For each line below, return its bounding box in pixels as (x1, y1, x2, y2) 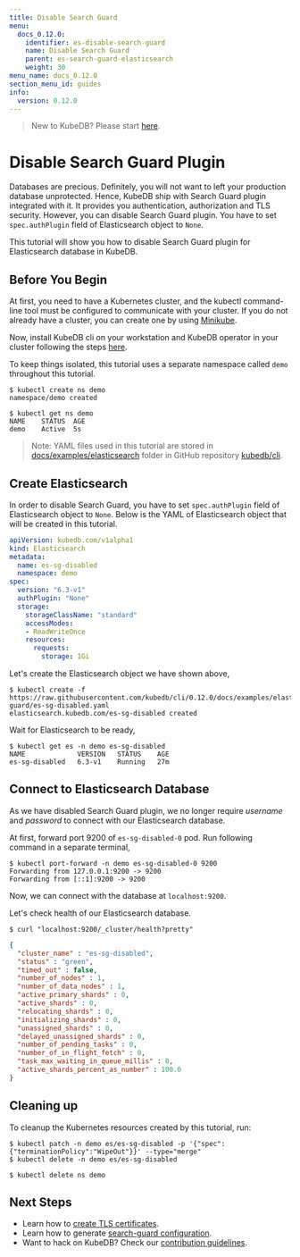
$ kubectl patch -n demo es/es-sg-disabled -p (9, 1139, 186, 1148)
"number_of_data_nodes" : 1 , (17, 982, 126, 992)
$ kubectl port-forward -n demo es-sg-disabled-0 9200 (9, 859, 218, 867)
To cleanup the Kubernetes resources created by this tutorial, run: (9, 1122, 252, 1133)
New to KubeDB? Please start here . (30, 121, 161, 131)
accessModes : (25, 618, 74, 628)
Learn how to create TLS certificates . (21, 1219, 160, 1229)
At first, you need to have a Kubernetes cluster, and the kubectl (9, 296, 242, 306)
